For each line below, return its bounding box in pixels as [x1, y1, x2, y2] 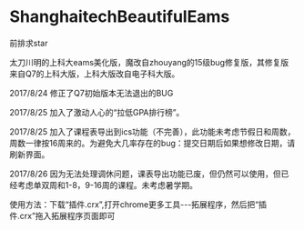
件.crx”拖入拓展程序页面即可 [9, 210, 116, 221]
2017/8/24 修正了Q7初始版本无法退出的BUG [9, 87, 174, 98]
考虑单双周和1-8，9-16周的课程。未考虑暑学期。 [16, 179, 198, 190]
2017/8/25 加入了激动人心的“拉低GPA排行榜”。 [9, 106, 185, 117]
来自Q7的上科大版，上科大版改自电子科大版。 [9, 68, 180, 79]
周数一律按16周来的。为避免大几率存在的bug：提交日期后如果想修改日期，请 [9, 137, 296, 148]
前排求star [9, 37, 48, 48]
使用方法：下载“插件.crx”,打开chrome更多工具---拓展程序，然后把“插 [9, 198, 267, 210]
